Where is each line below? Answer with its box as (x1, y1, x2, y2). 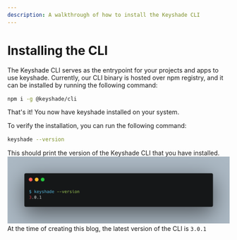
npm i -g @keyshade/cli (7, 95, 78, 102)
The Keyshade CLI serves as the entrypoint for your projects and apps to (7, 65, 219, 74)
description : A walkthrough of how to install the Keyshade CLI (7, 11, 200, 18)
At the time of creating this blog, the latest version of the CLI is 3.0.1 (7, 224, 207, 232)
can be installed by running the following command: (7, 81, 158, 89)
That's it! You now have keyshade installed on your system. (7, 108, 180, 116)
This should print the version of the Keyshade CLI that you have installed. (7, 149, 220, 158)
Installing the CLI (7, 42, 108, 58)
